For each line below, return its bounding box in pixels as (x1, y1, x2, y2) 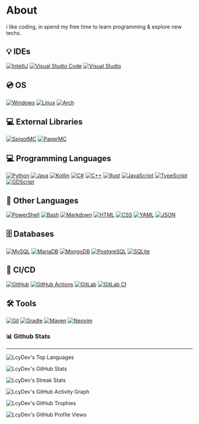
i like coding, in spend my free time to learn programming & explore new (6, 23, 182, 30)
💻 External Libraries (6, 117, 83, 127)
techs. (6, 29, 22, 36)
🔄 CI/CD (6, 265, 36, 275)
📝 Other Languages (6, 195, 79, 205)
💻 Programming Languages (6, 153, 111, 163)
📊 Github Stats (6, 332, 50, 341)
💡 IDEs (6, 47, 31, 57)
